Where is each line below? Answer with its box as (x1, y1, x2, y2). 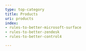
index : (5, 20, 18, 26)
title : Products (5, 12, 38, 17)
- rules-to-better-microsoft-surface (5, 25, 82, 30)
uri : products (5, 16, 34, 21)
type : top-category (5, 7, 45, 12)
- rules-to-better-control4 (5, 34, 62, 39)
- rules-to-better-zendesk (5, 30, 60, 34)
